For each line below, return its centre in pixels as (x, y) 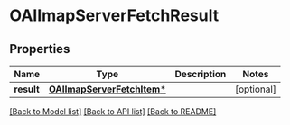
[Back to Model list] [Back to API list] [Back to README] (113, 112)
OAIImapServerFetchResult (114, 16)
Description (201, 74)
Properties (40, 49)
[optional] (256, 89)
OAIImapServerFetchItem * (108, 89)
